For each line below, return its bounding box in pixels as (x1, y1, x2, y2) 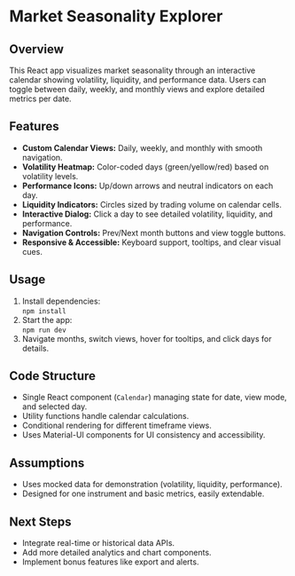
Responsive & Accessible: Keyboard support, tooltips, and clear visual (21, 237, 282, 248)
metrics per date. (9, 93, 73, 104)
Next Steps (9, 514, 72, 529)
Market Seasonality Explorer (9, 6, 223, 27)
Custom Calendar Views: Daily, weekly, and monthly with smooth (21, 142, 263, 153)
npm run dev (21, 326, 66, 335)
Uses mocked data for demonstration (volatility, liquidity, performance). (21, 479, 283, 490)
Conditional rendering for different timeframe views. (21, 420, 213, 431)
